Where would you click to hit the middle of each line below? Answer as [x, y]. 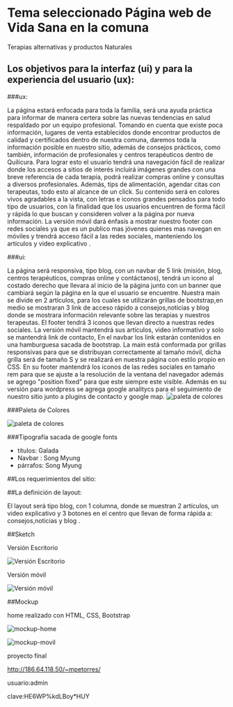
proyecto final [27, 655]
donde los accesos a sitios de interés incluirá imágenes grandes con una [111, 169]
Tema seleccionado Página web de [110, 13]
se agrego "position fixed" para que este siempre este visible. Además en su [117, 381]
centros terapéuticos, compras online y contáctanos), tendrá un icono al [111, 278]
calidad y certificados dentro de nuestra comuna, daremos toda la [102, 139]
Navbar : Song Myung [49, 457]
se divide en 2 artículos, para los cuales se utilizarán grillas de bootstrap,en [115, 300]
